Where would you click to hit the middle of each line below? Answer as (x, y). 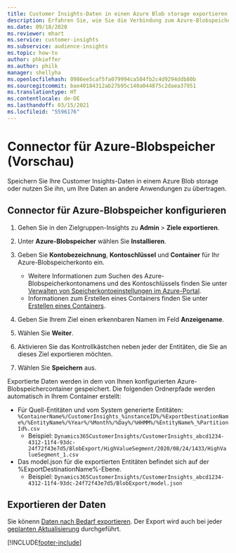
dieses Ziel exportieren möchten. (65, 354)
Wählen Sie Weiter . (45, 333)
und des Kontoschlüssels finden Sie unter (167, 283)
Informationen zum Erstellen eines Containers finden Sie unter (118, 298)
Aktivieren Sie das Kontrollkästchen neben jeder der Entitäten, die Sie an (122, 346)
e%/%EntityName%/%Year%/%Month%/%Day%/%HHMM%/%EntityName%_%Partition (123, 422)
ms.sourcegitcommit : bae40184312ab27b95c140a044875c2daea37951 (102, 86)
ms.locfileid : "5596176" (44, 112)
